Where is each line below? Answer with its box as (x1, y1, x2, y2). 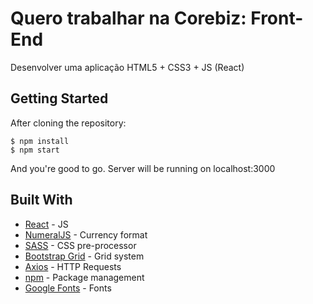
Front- (250, 7, 304, 30)
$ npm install (10, 136, 70, 146)
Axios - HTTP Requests (24, 260, 122, 272)
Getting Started (10, 90, 109, 107)
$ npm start (10, 145, 60, 155)
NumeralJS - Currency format (24, 228, 148, 241)
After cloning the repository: (10, 117, 127, 129)
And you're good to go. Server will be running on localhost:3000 (10, 162, 276, 174)
